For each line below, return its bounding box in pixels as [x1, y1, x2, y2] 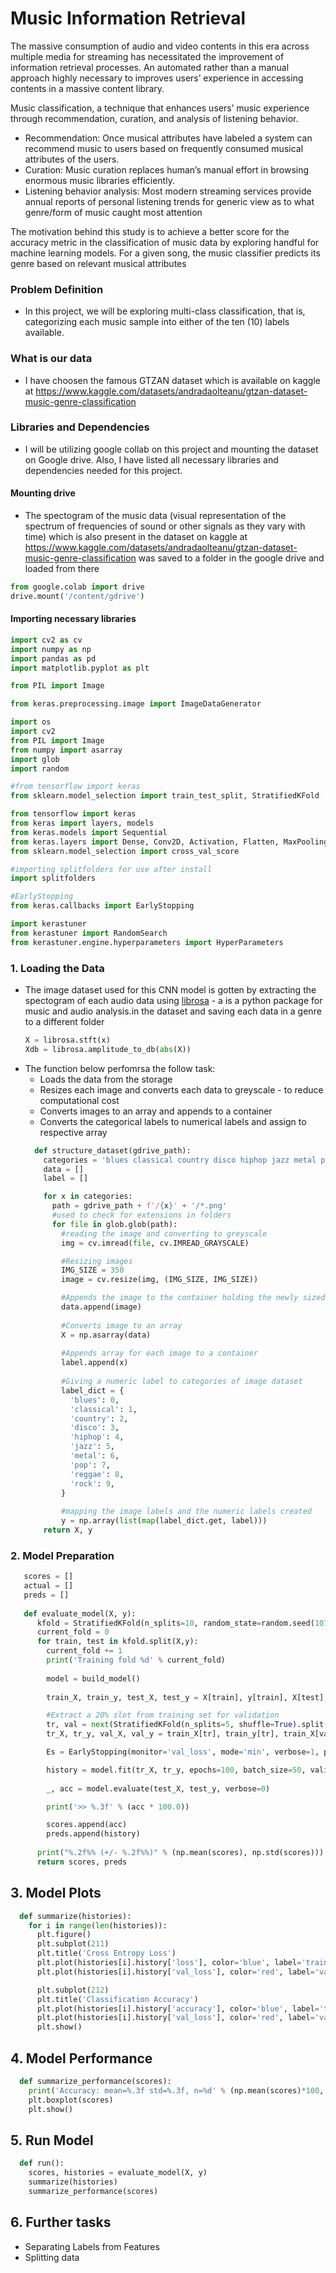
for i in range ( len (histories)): [28, 1920, 168, 1931]
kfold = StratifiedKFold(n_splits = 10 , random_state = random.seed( [36, 1618, 315, 1628]
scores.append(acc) [46, 1820, 128, 1830]
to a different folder [24, 1016, 105, 1028]
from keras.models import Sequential [10, 827, 168, 837]
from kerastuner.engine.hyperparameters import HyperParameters [10, 937, 284, 947]
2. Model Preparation [10, 1548, 115, 1562]
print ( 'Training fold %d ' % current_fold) [46, 1655, 226, 1666]
